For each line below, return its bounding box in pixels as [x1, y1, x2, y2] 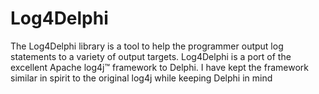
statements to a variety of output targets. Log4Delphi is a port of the [10, 50, 292, 62]
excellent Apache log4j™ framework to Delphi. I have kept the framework [10, 61, 309, 73]
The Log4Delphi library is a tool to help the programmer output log [10, 40, 284, 52]
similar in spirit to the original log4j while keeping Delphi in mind [10, 72, 273, 84]
